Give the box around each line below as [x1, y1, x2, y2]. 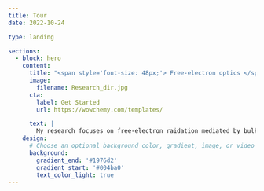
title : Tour [8, 11, 47, 20]
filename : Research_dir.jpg [36, 83, 128, 91]
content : [22, 62, 51, 70]
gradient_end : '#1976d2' [36, 156, 118, 164]
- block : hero [15, 54, 61, 63]
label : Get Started [36, 98, 101, 106]
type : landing [8, 33, 55, 41]
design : [22, 134, 47, 142]
